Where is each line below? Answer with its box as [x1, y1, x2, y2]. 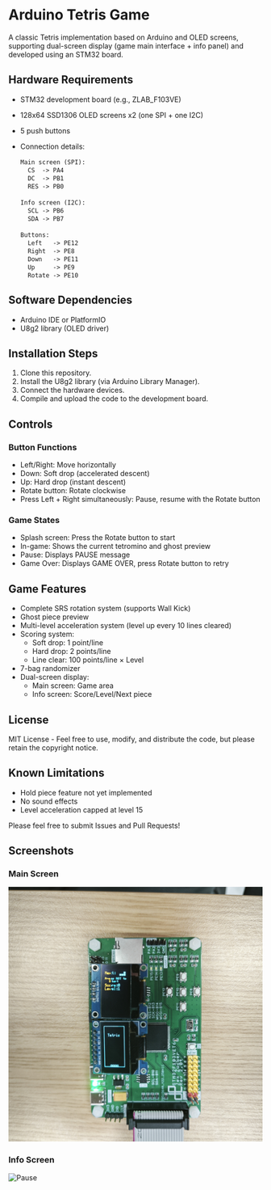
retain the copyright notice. [8, 742, 98, 753]
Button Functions [8, 441, 77, 453]
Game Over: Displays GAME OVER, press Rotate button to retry [19, 559, 230, 568]
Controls [8, 417, 53, 431]
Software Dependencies [8, 293, 133, 307]
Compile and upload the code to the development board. [19, 394, 209, 403]
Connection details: [19, 141, 85, 151]
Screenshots [8, 844, 74, 858]
